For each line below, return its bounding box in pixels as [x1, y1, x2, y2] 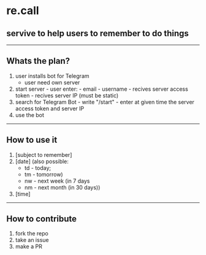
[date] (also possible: [15, 158, 69, 165]
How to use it [6, 135, 58, 145]
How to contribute [6, 214, 77, 224]
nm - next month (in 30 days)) [24, 183, 101, 191]
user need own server [24, 78, 80, 86]
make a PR [15, 243, 43, 250]
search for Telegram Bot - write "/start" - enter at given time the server [15, 98, 195, 105]
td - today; [24, 164, 51, 172]
